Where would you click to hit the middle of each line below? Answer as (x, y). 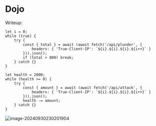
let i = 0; (16, 31)
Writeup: (14, 23)
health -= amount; (42, 100)
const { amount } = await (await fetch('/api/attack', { (82, 88)
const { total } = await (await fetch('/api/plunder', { (82, 45)
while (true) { (21, 36)
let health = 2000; (25, 75)
